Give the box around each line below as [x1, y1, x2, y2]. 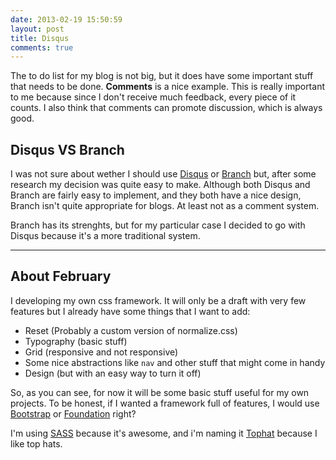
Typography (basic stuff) [24, 335, 128, 347]
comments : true [10, 42, 74, 53]
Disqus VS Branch [10, 141, 125, 158]
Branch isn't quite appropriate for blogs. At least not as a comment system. [10, 200, 320, 212]
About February [10, 268, 112, 285]
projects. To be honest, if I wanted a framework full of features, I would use [10, 397, 320, 409]
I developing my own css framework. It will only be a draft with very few [10, 294, 307, 306]
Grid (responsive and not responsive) [24, 346, 179, 358]
